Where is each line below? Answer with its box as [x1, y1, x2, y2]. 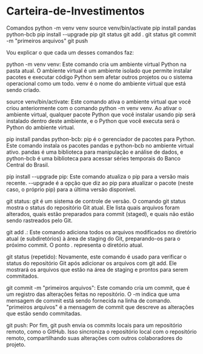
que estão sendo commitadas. [6, 310, 82, 317]
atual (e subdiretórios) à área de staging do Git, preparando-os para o [6, 235, 181, 242]
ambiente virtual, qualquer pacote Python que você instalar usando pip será [6, 111, 196, 118]
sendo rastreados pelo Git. [6, 217, 73, 224]
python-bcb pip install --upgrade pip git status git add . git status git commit [6, 30, 196, 38]
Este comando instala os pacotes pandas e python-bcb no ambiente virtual [6, 142, 194, 149]
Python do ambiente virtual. [6, 123, 76, 131]
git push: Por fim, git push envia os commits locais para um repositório [6, 321, 182, 329]
